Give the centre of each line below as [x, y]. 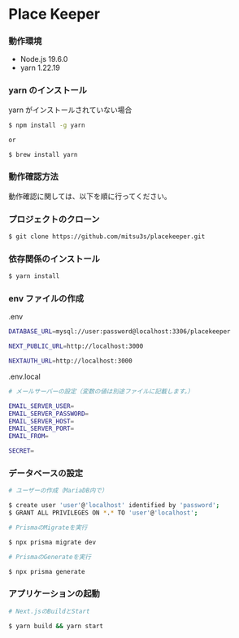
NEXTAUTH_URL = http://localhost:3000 [70, 361]
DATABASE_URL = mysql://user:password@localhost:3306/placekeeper [119, 332]
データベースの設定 [46, 474]
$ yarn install [34, 276]
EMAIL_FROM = [28, 436]
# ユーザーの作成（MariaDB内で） [58, 491]
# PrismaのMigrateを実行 [48, 528]
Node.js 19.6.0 [44, 59]
